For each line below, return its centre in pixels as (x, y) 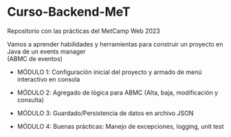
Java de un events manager (46, 51)
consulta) (31, 99)
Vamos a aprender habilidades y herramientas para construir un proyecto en (115, 44)
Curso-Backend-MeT (69, 12)
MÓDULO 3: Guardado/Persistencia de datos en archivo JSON (105, 113)
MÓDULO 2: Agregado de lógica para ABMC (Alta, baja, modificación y (118, 92)
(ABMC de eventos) (35, 58)
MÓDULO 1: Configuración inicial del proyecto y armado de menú (109, 72)
